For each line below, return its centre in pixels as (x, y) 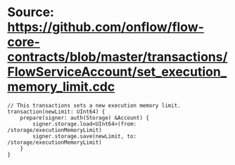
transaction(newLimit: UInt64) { (56, 112)
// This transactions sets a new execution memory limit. (94, 105)
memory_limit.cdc (61, 87)
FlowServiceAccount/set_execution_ (117, 72)
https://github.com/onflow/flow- (106, 27)
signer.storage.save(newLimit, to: (85, 136)
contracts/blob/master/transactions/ (118, 57)
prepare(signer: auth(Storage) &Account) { (85, 118)
